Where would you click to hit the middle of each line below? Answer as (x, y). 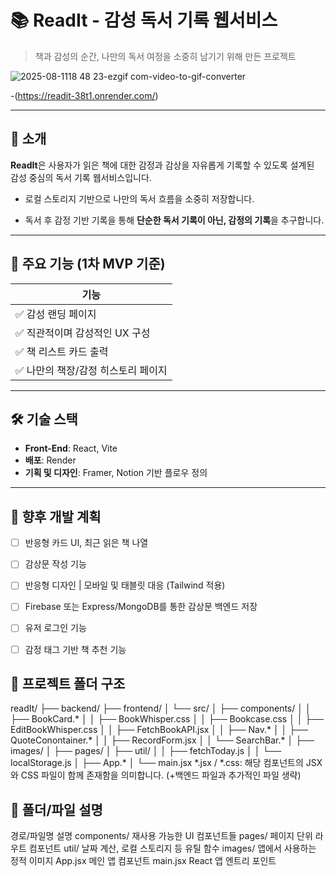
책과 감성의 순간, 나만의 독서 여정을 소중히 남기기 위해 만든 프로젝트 (165, 56)
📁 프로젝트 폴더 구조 (68, 683)
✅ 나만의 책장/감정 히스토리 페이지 (91, 370)
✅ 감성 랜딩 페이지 (56, 314)
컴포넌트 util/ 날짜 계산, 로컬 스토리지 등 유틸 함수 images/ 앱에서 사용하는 (172, 848)
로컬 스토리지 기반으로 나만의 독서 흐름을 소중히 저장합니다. (139, 198)
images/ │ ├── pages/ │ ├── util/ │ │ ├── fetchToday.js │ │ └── (146, 751)
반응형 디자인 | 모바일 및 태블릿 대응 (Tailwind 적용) (125, 585)
